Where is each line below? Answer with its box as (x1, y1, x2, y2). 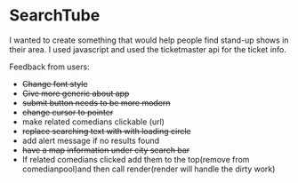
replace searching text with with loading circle (21, 125, 191, 136)
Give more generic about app (21, 88, 130, 99)
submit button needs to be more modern (21, 97, 171, 107)
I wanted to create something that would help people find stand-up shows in (9, 35, 289, 45)
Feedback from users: (9, 61, 91, 72)
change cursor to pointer (21, 107, 114, 117)
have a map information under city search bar (21, 144, 190, 155)
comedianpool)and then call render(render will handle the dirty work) (21, 163, 276, 174)
